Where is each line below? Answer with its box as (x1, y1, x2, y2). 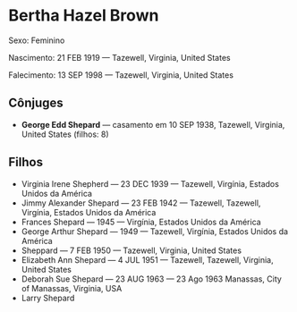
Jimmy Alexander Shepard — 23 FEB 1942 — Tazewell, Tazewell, (21, 198, 261, 208)
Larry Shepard (21, 292, 75, 303)
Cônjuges (8, 96, 64, 111)
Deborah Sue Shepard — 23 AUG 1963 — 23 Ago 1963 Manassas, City (21, 274, 283, 284)
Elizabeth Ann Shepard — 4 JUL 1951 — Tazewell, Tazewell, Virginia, (21, 254, 274, 265)
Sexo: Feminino (8, 35, 65, 46)
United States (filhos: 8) (21, 129, 109, 139)
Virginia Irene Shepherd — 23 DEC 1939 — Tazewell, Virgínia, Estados (21, 178, 279, 189)
